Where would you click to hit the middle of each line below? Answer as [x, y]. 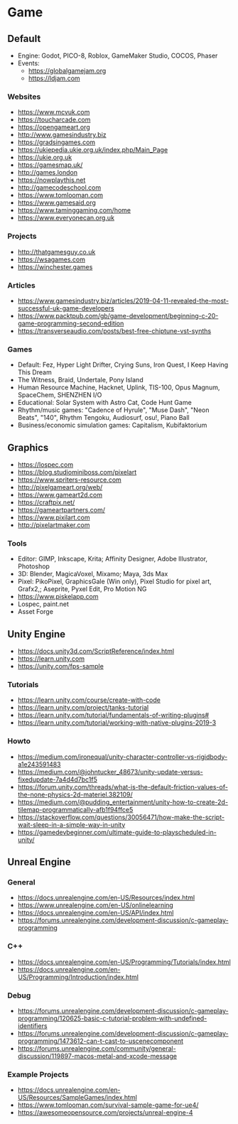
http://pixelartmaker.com [54, 525]
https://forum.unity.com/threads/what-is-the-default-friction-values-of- [123, 787]
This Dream [34, 372]
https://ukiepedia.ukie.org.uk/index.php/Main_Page [93, 150]
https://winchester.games [55, 266]
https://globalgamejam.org [67, 71]
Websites [24, 97]
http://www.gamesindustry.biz [62, 135]
